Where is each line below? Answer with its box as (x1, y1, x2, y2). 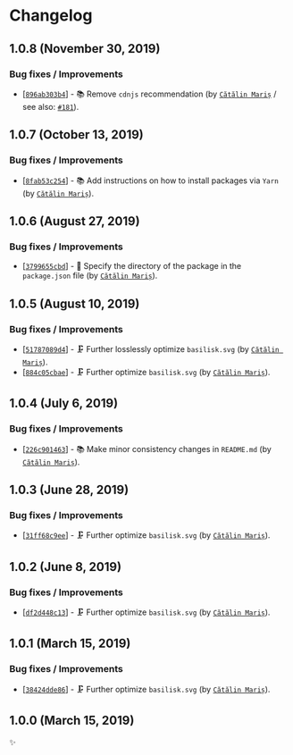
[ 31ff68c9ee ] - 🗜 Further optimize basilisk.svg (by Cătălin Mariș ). (21, 530, 271, 541)
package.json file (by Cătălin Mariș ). (21, 270, 158, 281)
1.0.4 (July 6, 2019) (9, 396, 119, 411)
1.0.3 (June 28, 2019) (9, 482, 130, 498)
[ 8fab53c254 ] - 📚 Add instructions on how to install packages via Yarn (21, 175, 279, 186)
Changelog (9, 5, 93, 26)
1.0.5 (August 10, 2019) (9, 296, 140, 311)
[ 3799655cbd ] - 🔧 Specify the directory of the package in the (21, 261, 242, 272)
